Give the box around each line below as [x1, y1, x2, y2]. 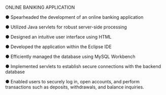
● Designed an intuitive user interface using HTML [5, 34, 112, 40]
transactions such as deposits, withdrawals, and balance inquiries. [5, 84, 145, 90]
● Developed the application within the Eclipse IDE [5, 44, 112, 50]
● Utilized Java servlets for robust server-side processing [5, 24, 127, 30]
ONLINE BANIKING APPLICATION [5, 5, 75, 10]
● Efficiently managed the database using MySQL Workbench [5, 53, 136, 59]
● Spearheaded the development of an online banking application [5, 14, 144, 20]
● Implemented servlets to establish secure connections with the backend [5, 64, 161, 69]
